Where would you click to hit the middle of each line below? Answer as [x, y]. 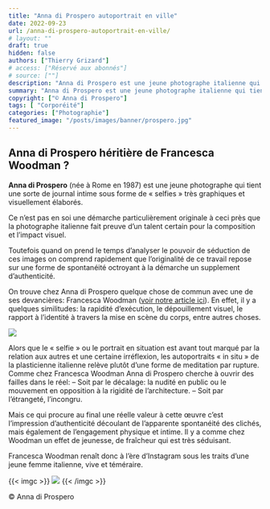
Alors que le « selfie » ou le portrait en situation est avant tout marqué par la [134, 347]
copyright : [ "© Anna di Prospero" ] [68, 98]
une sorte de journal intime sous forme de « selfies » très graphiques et [127, 193]
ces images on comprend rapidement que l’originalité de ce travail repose [130, 259]
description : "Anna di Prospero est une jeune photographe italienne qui [135, 83]
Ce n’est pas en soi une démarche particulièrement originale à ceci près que [135, 217]
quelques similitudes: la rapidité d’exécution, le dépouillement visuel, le [126, 308]
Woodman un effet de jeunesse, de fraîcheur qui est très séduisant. [120, 440]
